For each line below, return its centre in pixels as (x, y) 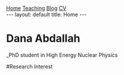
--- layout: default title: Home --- (46, 14)
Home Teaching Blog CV (36, 8)
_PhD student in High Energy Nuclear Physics (62, 55)
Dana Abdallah (43, 38)
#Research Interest (30, 66)
